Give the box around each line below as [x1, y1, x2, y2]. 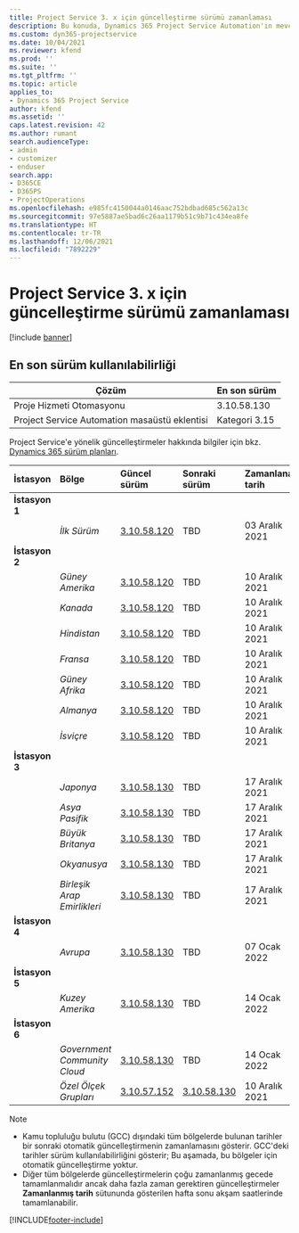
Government [59, 1042, 112, 1055]
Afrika [59, 684, 86, 696]
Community [59, 1054, 109, 1066]
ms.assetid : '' [9, 112, 66, 121]
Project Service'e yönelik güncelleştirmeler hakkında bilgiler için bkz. [9, 436, 262, 447]
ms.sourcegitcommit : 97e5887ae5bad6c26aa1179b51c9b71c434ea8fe [9, 211, 249, 221]
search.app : [9, 170, 53, 179]
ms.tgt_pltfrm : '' [9, 71, 77, 80]
